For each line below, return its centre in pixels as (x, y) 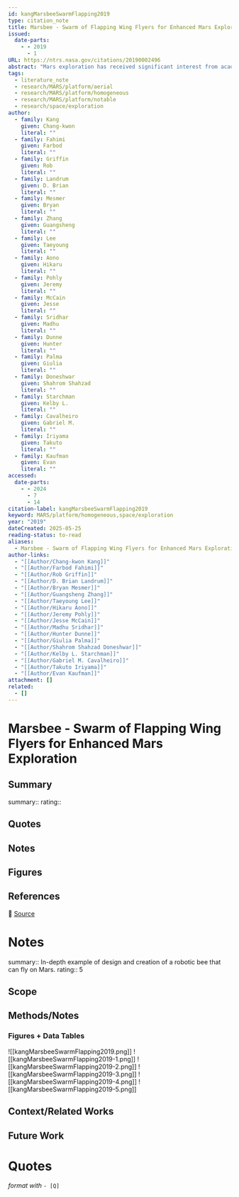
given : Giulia (41, 364)
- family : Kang (37, 119)
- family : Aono (37, 258)
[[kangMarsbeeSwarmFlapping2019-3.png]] (72, 1074)
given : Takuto (41, 443)
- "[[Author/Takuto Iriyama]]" (61, 667)
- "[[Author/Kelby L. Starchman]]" (67, 653)
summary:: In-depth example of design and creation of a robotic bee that (115, 961)
